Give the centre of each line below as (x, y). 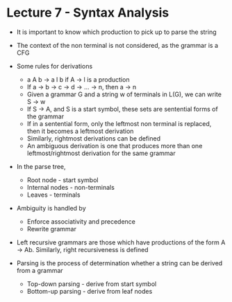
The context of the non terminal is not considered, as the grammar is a (117, 45)
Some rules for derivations (55, 66)
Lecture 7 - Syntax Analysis (88, 13)
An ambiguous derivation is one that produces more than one (115, 145)
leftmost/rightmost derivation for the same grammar (101, 153)
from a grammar (40, 270)
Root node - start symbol (63, 180)
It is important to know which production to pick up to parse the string (116, 32)
